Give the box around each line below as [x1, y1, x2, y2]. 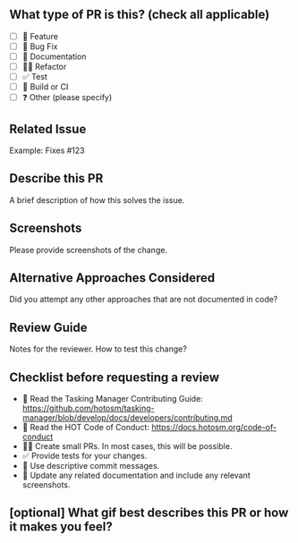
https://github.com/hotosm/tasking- [21, 403, 155, 414]
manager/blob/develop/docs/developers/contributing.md [21, 412, 233, 423]
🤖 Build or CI [21, 81, 69, 92]
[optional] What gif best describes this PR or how [9, 505, 289, 521]
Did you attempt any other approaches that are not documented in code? [9, 294, 278, 305]
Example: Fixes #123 [9, 145, 85, 156]
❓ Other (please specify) [21, 92, 113, 103]
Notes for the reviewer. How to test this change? [9, 344, 188, 354]
